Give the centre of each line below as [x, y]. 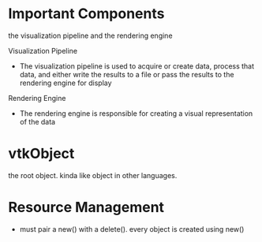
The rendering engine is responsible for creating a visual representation [136, 113]
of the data [37, 121]
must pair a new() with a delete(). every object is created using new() [132, 229]
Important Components [86, 14]
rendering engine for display [65, 83]
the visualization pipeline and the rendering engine [90, 35]
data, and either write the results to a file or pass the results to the [127, 74]
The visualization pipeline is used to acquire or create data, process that [137, 66]
